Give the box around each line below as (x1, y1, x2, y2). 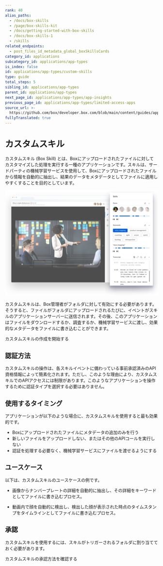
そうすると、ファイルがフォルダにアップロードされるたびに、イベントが (5, 307, 149, 313)
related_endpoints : (5, 44, 45, 49)
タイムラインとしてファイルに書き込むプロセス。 (20, 510, 118, 515)
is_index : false (5, 64, 38, 69)
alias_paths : (5, 13, 32, 18)
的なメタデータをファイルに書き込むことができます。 (5, 326, 111, 332)
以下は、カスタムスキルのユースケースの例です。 (5, 477, 102, 483)
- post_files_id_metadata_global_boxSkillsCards (9, 49, 110, 53)
